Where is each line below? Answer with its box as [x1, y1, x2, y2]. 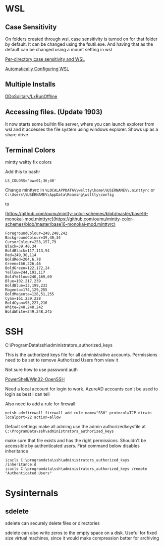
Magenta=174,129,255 [5, 287, 48, 292]
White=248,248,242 [5, 305, 43, 310]
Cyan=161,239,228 [5, 296, 41, 301]
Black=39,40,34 [5, 244, 37, 249]
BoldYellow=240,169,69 [5, 274, 52, 279]
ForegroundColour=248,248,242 [5, 231, 68, 236]
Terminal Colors [5, 146, 55, 155]
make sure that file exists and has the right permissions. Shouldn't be [5, 438, 146, 444]
